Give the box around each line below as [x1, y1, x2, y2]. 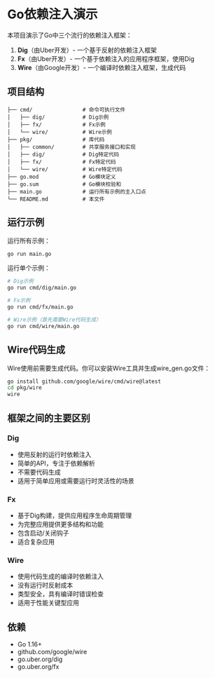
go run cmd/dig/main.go [7, 285, 77, 292]
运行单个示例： [7, 264, 50, 272]
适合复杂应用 [17, 538, 55, 546]
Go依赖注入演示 [7, 6, 98, 22]
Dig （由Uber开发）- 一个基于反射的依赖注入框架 [17, 46, 158, 54]
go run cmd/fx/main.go [7, 304, 74, 311]
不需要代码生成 [17, 468, 61, 476]
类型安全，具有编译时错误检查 [17, 590, 104, 598]
